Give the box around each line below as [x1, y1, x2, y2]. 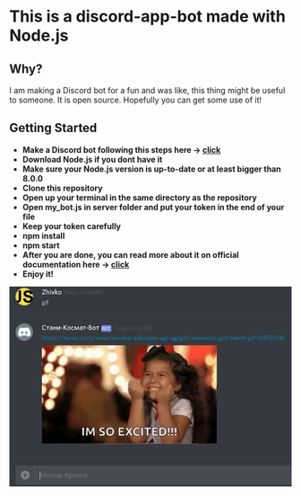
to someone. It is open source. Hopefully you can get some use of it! [9, 94, 262, 105]
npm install [21, 230, 65, 241]
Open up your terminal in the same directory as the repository [21, 191, 257, 203]
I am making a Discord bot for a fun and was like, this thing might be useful [9, 85, 286, 95]
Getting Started [9, 120, 98, 136]
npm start [21, 240, 60, 251]
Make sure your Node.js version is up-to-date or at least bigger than [21, 164, 281, 174]
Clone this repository [21, 182, 103, 193]
